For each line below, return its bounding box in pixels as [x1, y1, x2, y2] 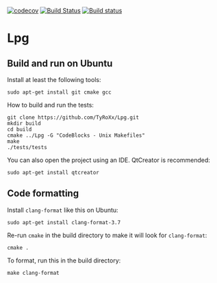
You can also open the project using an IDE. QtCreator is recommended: [7, 156, 211, 164]
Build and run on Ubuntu [7, 57, 113, 69]
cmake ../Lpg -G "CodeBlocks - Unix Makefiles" [7, 132, 146, 139]
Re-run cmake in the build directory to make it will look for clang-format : [7, 231, 207, 239]
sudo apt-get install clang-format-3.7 [7, 219, 121, 226]
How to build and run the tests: [7, 101, 94, 109]
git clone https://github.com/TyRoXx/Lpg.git [7, 114, 139, 121]
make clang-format [7, 269, 60, 276]
